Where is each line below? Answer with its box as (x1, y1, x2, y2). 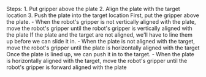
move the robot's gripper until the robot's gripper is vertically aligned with (6, 24, 193, 32)
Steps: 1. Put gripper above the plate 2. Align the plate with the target (6, 5, 180, 12)
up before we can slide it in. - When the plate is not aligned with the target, (6, 38, 195, 45)
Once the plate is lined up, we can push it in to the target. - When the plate (6, 51, 194, 57)
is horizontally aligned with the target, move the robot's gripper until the (6, 57, 188, 64)
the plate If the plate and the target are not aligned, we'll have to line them (6, 31, 193, 38)
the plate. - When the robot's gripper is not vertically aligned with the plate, (6, 18, 196, 25)
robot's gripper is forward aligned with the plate (6, 64, 127, 71)
